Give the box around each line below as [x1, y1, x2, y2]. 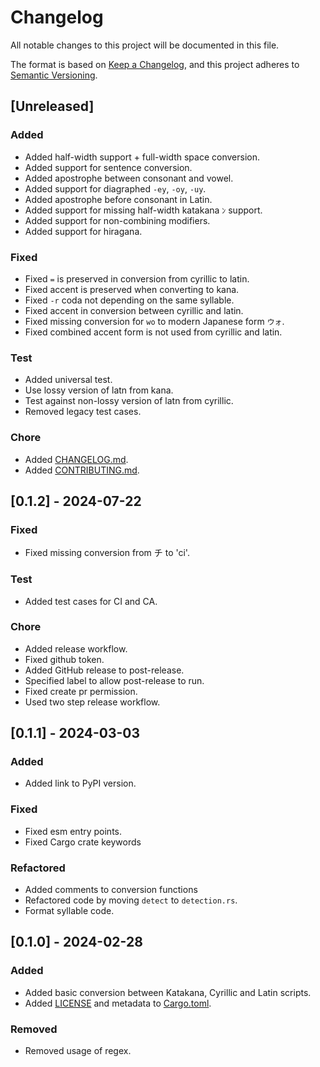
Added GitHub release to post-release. [24, 664, 185, 676]
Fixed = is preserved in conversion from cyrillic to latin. [24, 272, 250, 285]
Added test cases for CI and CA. [24, 595, 158, 607]
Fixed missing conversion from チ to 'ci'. [24, 547, 190, 559]
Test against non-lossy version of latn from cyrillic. [24, 395, 234, 407]
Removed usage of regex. [24, 1045, 132, 1057]
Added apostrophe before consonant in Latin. [24, 193, 213, 205]
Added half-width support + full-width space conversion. [24, 151, 260, 163]
